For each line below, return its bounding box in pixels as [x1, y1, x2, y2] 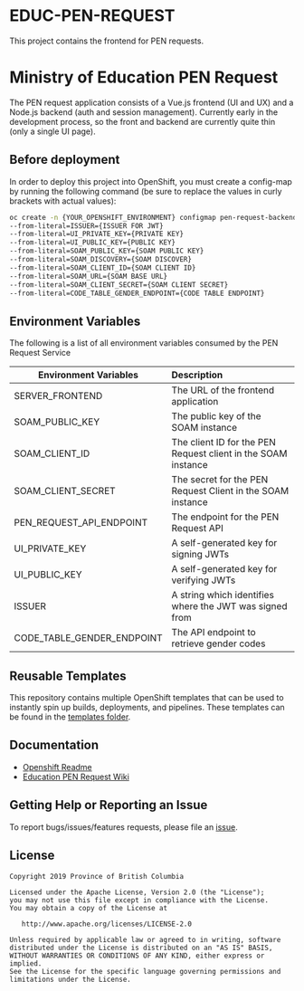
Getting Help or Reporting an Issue [9, 797, 208, 813]
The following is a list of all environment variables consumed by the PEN [9, 338, 279, 348]
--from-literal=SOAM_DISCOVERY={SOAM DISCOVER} [9, 255, 193, 264]
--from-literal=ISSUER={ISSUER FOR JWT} [9, 221, 165, 231]
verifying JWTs [171, 574, 236, 586]
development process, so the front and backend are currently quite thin [9, 116, 276, 127]
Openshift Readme [22, 761, 92, 772]
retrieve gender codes [171, 637, 266, 650]
